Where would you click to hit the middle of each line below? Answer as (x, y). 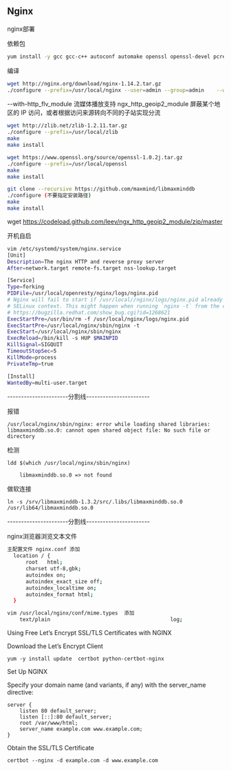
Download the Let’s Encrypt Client (55, 646)
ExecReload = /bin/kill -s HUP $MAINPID (63, 338)
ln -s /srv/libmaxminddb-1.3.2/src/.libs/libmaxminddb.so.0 (95, 502)
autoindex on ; (46, 575)
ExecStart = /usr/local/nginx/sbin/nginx (64, 332)
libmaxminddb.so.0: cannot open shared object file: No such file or (109, 430)
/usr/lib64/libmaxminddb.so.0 (51, 508)
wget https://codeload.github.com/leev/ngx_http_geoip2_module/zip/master (115, 221)
